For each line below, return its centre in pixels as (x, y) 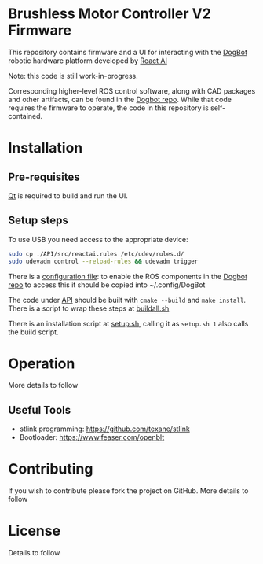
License (35, 531)
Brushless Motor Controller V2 (110, 14)
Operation (42, 363)
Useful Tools (40, 410)
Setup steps (38, 221)
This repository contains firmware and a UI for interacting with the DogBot (128, 52)
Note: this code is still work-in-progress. (73, 76)
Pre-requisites (44, 177)
